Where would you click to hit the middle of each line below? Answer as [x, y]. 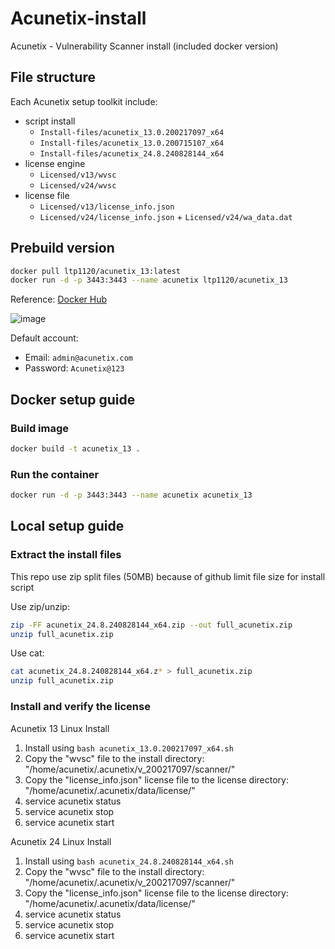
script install [50, 121]
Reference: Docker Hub [59, 299]
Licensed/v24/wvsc [78, 185]
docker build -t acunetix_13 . [75, 449]
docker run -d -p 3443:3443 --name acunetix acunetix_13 [131, 495]
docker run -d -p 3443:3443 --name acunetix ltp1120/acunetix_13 [149, 280]
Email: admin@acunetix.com [78, 358]
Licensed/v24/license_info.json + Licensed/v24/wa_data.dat [166, 216]
